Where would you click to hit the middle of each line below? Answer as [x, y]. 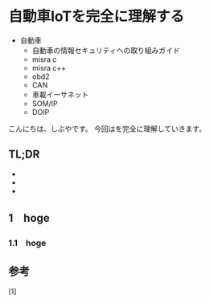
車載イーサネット [60, 94]
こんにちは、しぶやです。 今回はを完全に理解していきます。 [107, 129]
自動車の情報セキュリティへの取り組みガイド [106, 50]
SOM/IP [45, 103]
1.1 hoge [27, 244]
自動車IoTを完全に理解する [97, 16]
